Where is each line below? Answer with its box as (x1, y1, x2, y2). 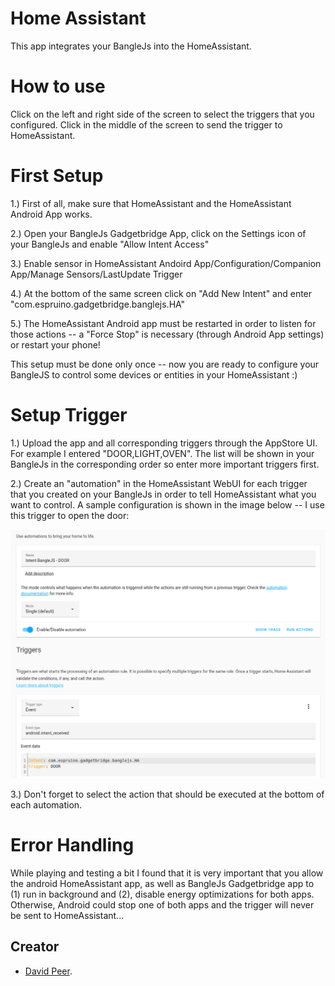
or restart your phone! (10, 338, 101, 351)
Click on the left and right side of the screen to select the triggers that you (10, 108, 315, 120)
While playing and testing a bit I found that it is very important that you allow (10, 867, 324, 879)
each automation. (10, 798, 83, 811)
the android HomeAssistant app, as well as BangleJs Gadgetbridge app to (10, 877, 315, 889)
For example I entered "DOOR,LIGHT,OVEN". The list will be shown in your (10, 447, 315, 459)
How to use (10, 75, 106, 98)
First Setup (10, 165, 104, 187)
